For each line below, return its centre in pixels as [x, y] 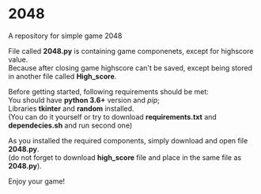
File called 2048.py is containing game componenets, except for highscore [131, 51]
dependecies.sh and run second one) [70, 125]
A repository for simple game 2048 [65, 36]
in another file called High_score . [62, 76]
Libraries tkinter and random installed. [71, 108]
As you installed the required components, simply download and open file [128, 140]
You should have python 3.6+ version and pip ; [84, 100]
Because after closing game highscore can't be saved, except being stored [130, 67]
